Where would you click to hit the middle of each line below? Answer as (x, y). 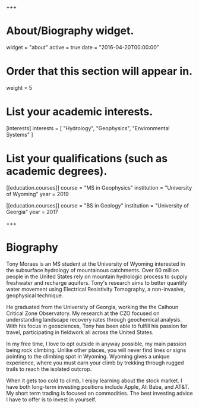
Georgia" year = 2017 (32, 212)
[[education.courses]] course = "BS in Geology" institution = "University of (97, 205)
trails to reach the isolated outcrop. (49, 369)
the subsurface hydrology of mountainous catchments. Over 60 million (93, 270)
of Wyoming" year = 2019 (38, 194)
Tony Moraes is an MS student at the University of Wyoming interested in (96, 264)
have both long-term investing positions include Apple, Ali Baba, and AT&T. (98, 386)
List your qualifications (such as (87, 159)
